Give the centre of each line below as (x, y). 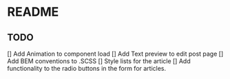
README (33, 12)
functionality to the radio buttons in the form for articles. (87, 68)
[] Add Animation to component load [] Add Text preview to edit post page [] (115, 54)
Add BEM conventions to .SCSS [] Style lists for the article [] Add (99, 61)
